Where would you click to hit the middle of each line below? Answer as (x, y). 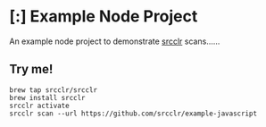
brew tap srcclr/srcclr (54, 90)
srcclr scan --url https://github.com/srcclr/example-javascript (133, 114)
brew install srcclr (48, 97)
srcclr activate (39, 106)
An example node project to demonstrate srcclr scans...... (115, 41)
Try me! (31, 69)
